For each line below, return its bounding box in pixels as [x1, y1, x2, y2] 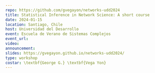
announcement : [5, 46, 36, 51]
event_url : [5, 36, 29, 42]
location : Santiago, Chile [5, 22, 63, 27]
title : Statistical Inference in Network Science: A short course [5, 12, 150, 17]
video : [5, 41, 19, 46]
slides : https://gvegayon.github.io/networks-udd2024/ [5, 50, 125, 56]
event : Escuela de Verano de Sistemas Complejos [5, 31, 111, 36]
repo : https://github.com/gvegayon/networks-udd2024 [5, 7, 120, 13]
